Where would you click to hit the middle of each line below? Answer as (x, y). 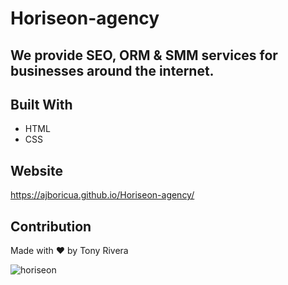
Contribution (51, 226)
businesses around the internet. (112, 70)
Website (36, 170)
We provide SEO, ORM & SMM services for (144, 55)
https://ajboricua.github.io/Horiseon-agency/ (102, 195)
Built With (41, 104)
